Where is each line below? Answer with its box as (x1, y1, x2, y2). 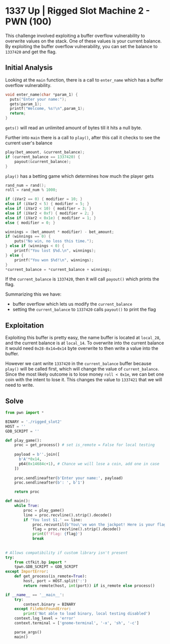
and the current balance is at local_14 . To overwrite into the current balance (5, 340, 164, 346)
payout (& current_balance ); (14, 159, 71, 164)
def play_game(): (5, 438, 42, 443)
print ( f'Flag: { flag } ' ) (32, 532, 82, 537)
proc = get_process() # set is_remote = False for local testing (14, 442, 155, 448)
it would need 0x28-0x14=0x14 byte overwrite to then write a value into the (5, 345, 158, 351)
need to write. (5, 382, 34, 388)
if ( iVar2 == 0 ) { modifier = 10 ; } (5, 196, 82, 202)
